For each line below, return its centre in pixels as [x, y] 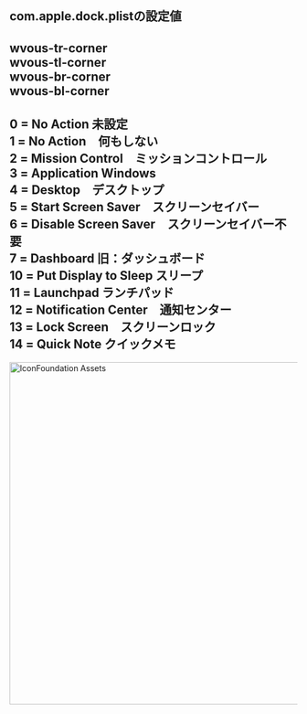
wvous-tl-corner [58, 62]
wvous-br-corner [60, 76]
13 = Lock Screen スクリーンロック [113, 327]
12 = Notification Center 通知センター [121, 310]
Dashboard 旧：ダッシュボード [118, 259]
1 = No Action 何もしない [84, 141]
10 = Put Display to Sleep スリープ [106, 276]
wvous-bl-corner [59, 91]
